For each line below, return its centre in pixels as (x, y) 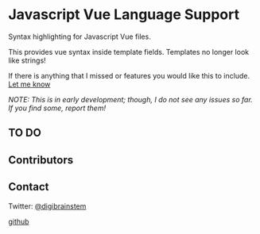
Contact (29, 187)
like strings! (27, 60)
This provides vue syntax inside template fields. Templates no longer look (128, 52)
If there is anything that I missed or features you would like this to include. (129, 75)
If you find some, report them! (57, 108)
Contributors (41, 160)
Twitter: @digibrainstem (47, 206)
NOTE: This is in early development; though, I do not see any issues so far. (130, 99)
